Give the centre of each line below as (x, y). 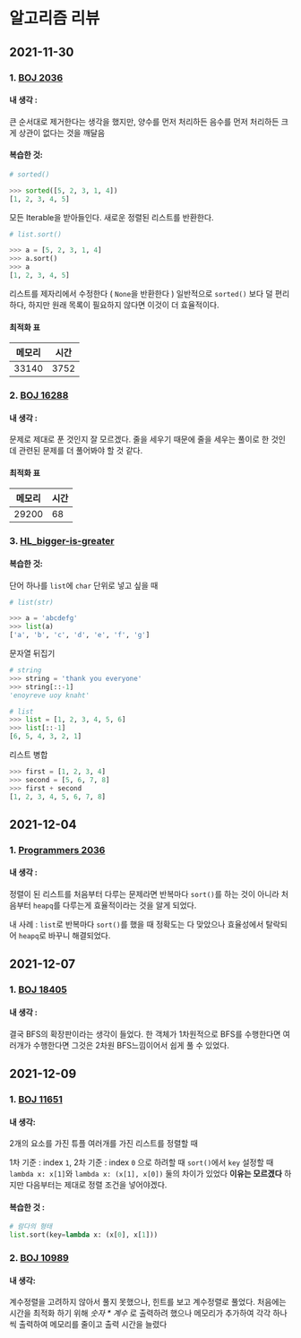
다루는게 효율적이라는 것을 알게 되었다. (129, 905)
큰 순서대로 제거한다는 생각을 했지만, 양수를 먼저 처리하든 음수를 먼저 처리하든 (144, 121)
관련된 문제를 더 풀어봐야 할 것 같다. (81, 451)
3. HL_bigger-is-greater (62, 541)
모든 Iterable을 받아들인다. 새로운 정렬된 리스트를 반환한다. (112, 217)
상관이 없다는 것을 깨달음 (62, 133)
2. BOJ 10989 (39, 1257)
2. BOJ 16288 (39, 395)
